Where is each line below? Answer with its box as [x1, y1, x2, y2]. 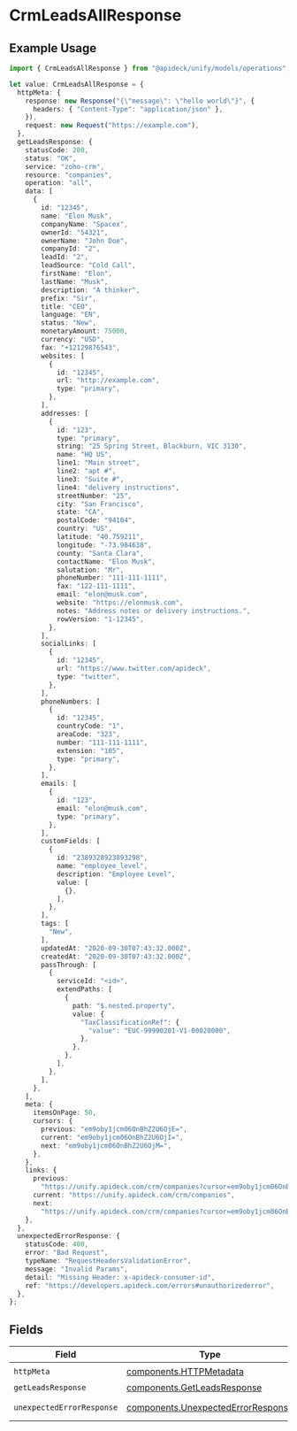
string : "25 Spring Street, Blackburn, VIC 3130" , [56, 442, 247, 451]
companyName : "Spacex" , [41, 219, 128, 228]
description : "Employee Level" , [56, 869, 176, 879]
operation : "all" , [25, 179, 93, 188]
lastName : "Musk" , [41, 277, 109, 286]
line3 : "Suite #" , [56, 474, 125, 483]
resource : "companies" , [25, 170, 113, 180]
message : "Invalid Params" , [25, 1265, 128, 1273]
